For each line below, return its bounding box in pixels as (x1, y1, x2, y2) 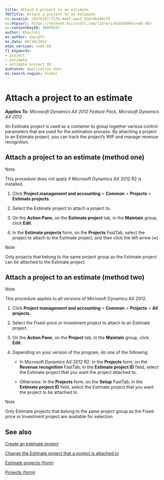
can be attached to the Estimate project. (5, 259, 86, 265)
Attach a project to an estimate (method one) (5, 153, 145, 162)
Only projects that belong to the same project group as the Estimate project (5, 254, 157, 259)
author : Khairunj (5, 30, 41, 35)
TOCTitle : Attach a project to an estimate (5, 12, 95, 17)
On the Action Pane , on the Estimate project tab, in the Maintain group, (12, 215, 158, 221)
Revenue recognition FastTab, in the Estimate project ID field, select (19, 364, 159, 370)
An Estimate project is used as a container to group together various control (5, 123, 158, 129)
